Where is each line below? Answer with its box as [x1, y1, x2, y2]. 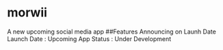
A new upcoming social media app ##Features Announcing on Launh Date [7, 27, 217, 36]
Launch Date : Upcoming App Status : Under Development [7, 34, 172, 42]
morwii [7, 5, 48, 21]
